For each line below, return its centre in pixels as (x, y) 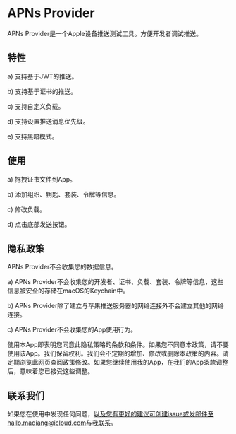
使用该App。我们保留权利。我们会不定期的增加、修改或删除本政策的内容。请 (118, 353)
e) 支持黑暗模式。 (33, 136)
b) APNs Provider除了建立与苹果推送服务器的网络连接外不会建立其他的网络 (116, 306)
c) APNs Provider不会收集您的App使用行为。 (72, 329)
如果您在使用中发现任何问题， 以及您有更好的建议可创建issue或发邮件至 (111, 414)
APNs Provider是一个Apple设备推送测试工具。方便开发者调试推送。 (105, 33)
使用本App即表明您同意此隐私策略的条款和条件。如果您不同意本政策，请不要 (118, 345)
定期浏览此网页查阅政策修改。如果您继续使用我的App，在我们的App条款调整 (118, 363)
